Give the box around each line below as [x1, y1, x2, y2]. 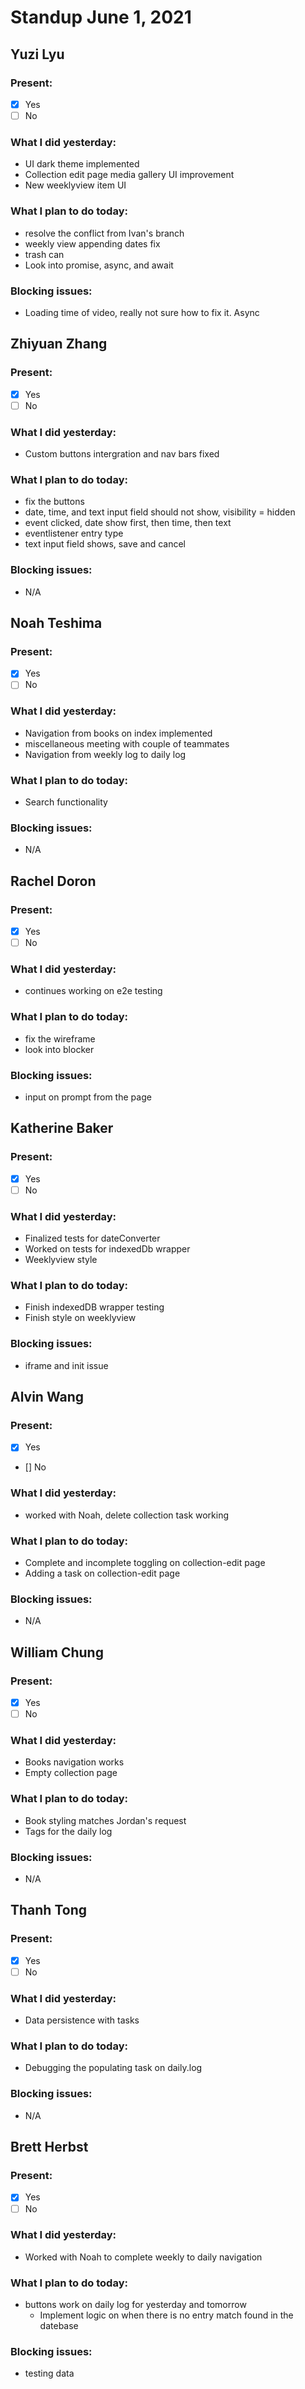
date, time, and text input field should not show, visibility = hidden [24, 506, 296, 518]
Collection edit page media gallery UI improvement [24, 169, 235, 181]
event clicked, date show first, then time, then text [24, 517, 232, 529]
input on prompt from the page [24, 1091, 152, 1103]
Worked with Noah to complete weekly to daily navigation [24, 2251, 263, 2263]
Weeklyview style [24, 1254, 98, 1266]
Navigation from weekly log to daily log [24, 748, 187, 760]
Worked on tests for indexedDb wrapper [24, 1243, 191, 1255]
